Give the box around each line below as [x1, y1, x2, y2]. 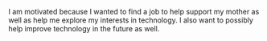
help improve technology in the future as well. [8, 24, 160, 33]
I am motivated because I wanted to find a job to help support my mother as [8, 7, 260, 16]
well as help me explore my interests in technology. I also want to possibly [8, 15, 253, 25]
